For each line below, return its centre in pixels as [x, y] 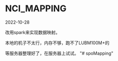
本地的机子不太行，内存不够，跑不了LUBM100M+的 [57, 43]
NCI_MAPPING [36, 9]
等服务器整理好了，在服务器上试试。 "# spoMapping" [59, 53]
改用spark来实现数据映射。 [33, 32]
